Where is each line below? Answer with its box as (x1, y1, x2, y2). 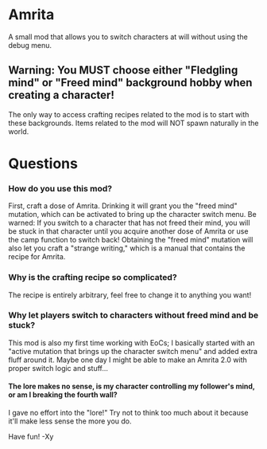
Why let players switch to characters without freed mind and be (8, 309, 259, 321)
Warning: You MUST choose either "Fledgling (8, 64, 238, 77)
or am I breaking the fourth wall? (8, 390, 118, 400)
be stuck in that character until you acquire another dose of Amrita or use (8, 226, 249, 236)
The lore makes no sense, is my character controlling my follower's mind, (8, 381, 255, 392)
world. (8, 126, 29, 136)
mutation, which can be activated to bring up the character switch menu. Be (8, 210, 257, 219)
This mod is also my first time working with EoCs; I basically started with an (8, 337, 256, 348)
